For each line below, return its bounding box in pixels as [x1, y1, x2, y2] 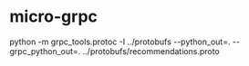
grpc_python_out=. [9, 45, 81, 56]
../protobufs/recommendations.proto [82, 45, 221, 56]
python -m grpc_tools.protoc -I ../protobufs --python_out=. [9, 36, 231, 47]
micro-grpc [9, 6, 99, 27]
